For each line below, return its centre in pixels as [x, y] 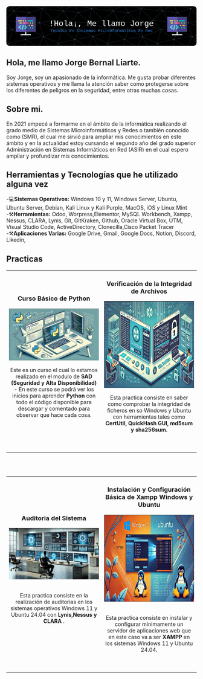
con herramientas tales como [149, 417]
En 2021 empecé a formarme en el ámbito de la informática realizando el [97, 124]
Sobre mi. [25, 109]
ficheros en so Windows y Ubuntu [149, 411]
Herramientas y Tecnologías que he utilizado [92, 175]
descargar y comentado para [54, 408]
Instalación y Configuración [149, 490]
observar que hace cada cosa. [54, 415]
